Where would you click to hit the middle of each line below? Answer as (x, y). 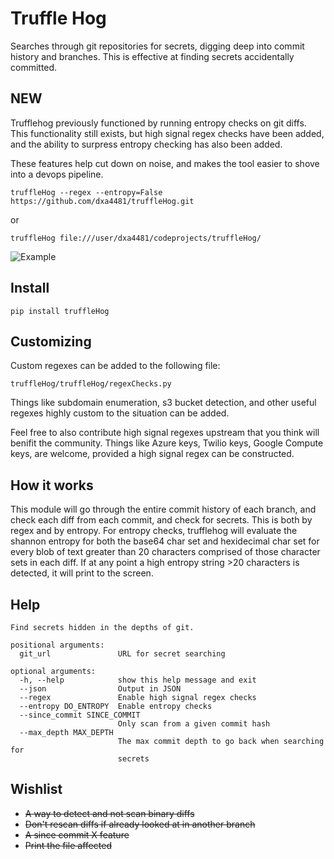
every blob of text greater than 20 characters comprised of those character (165, 552)
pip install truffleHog (60, 311)
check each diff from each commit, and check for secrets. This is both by (161, 520)
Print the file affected (68, 845)
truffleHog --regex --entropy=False (86, 192)
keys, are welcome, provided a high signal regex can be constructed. (152, 454)
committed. (34, 67)
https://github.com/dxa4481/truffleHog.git (102, 201)
